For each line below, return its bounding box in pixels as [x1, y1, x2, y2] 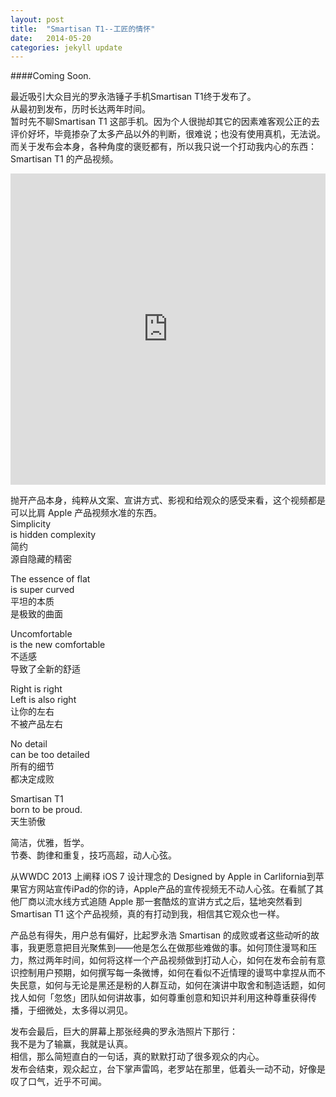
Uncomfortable [10, 628, 73, 640]
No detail [10, 738, 48, 750]
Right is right [10, 683, 63, 695]
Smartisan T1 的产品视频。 [10, 153, 119, 165]
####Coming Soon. [10, 70, 92, 82]
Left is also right [10, 694, 77, 706]
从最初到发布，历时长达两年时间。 [10, 103, 151, 115]
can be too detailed [10, 749, 90, 761]
